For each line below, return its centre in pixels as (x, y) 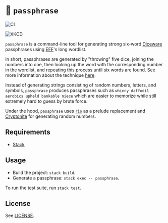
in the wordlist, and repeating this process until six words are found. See (80, 70)
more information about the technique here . (50, 75)
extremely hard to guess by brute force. (46, 101)
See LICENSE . (20, 216)
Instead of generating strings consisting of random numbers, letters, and (81, 85)
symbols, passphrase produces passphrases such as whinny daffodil (77, 90)
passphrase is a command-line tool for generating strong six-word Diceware (84, 44)
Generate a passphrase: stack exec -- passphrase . (66, 178)
